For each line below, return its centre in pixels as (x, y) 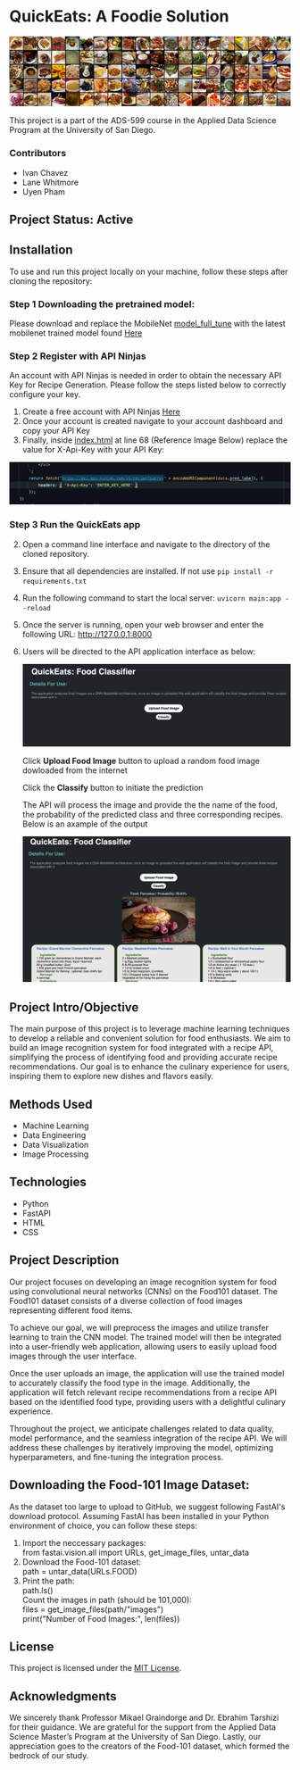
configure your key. (45, 395)
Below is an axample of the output (85, 824)
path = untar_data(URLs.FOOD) (79, 1571)
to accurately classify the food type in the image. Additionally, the (130, 1383)
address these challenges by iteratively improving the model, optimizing (142, 1447)
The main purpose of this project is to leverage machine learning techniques (150, 1029)
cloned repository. (56, 553)
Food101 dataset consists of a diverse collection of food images (126, 1300)
